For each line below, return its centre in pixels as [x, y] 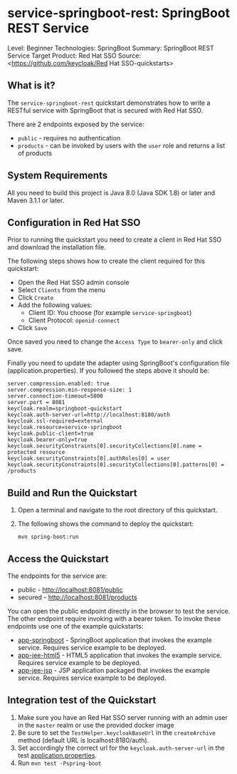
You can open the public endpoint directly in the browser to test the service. [119, 611]
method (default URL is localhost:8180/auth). [83, 740]
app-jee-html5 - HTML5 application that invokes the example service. [120, 655]
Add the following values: [55, 305]
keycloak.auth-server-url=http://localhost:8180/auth [89, 415]
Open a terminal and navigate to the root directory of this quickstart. [117, 510]
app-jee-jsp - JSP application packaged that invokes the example [114, 670]
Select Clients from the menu [61, 290]
